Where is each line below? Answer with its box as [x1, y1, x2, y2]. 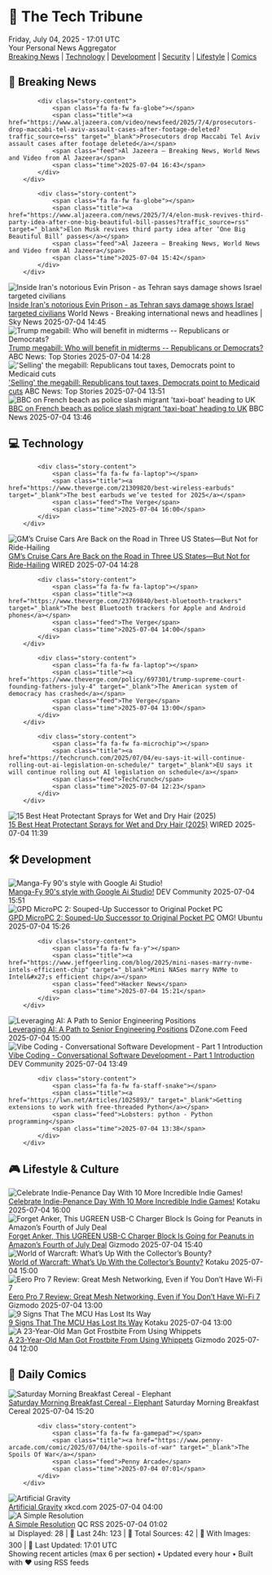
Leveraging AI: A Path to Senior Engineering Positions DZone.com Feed [8, 1024, 248, 1034]
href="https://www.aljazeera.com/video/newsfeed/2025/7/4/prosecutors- [8, 118, 257, 126]
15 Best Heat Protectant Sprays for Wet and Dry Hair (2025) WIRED [8, 819, 234, 829]
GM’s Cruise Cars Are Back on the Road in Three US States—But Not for [8, 551, 250, 561]
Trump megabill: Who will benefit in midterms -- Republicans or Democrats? [8, 342, 264, 353]
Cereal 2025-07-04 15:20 [8, 1406, 94, 1416]
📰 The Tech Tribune [8, 7, 143, 26]
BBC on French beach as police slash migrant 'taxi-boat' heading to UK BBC [8, 403, 265, 413]
